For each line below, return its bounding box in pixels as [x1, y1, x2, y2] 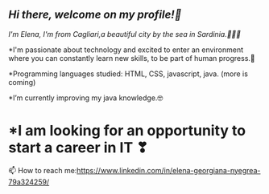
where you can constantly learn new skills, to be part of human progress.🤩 [8, 53, 255, 63]
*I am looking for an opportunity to [8, 122, 246, 139]
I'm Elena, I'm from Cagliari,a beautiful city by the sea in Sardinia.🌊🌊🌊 [8, 29, 242, 38]
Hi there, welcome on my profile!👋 [8, 8, 182, 22]
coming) [8, 77, 36, 87]
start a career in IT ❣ [8, 139, 149, 156]
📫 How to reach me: [8, 165, 77, 175]
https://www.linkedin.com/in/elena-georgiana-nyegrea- [76, 165, 261, 175]
